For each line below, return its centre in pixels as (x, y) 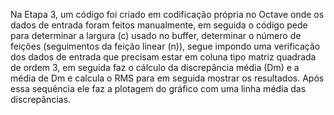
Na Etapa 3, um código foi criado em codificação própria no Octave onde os (167, 14)
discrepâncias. (41, 99)
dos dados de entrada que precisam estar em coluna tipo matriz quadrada (163, 57)
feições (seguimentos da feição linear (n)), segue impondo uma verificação (165, 46)
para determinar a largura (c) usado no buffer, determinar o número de (156, 35)
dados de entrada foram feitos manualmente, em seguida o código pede (159, 25)
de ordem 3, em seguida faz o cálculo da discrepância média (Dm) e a (155, 67)
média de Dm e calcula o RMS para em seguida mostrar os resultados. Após (167, 78)
